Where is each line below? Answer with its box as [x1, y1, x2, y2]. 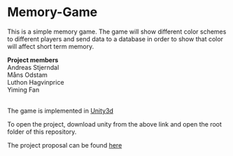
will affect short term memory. [7, 42, 94, 50]
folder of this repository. [7, 127, 77, 136]
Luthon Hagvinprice [7, 78, 64, 86]
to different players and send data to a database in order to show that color [7, 34, 224, 43]
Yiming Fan [7, 85, 40, 94]
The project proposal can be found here [7, 141, 122, 149]
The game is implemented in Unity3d [7, 106, 114, 115]
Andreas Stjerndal [7, 63, 59, 71]
